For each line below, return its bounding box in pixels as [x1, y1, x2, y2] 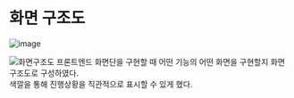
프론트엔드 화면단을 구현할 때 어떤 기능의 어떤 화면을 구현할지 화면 [56, 56, 286, 67]
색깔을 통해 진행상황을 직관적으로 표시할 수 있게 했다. [9, 78, 193, 89]
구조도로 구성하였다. [9, 68, 79, 78]
